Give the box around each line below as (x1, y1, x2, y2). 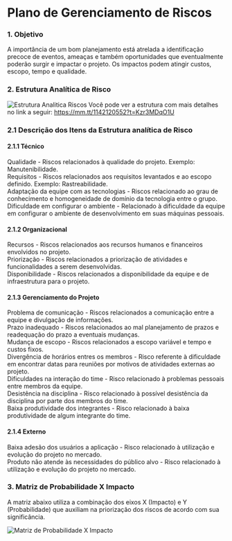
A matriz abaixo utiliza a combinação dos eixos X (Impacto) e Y (7, 497, 188, 506)
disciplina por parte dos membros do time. (7, 397, 128, 405)
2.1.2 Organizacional (7, 225, 68, 233)
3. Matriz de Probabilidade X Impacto (7, 482, 135, 492)
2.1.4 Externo (7, 427, 46, 436)
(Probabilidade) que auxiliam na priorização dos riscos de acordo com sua (7, 505, 220, 513)
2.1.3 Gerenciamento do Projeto (7, 293, 100, 301)
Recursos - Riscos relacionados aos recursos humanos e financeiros (7, 240, 203, 249)
